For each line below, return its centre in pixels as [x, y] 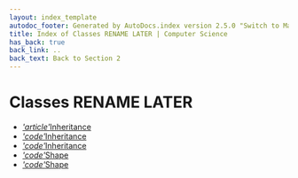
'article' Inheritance [56, 127]
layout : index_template [53, 17]
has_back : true [37, 42]
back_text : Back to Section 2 [65, 58]
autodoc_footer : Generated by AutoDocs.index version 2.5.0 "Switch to [144, 26]
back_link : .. [35, 50]
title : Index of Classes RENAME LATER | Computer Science [118, 34]
